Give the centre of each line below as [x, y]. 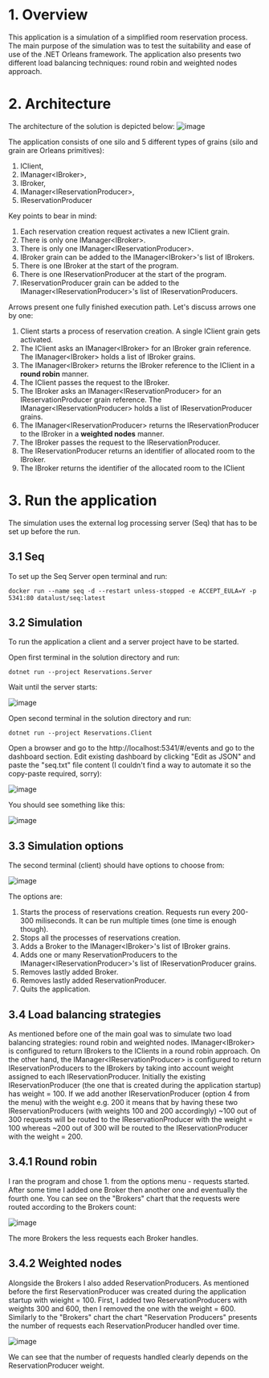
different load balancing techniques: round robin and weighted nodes [123, 63]
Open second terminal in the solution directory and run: [100, 718]
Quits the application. [55, 989]
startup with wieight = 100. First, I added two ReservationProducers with [128, 1300]
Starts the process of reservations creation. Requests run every [125, 912]
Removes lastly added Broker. [69, 972]
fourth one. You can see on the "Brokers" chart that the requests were [124, 1198]
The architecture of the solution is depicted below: [92, 126]
